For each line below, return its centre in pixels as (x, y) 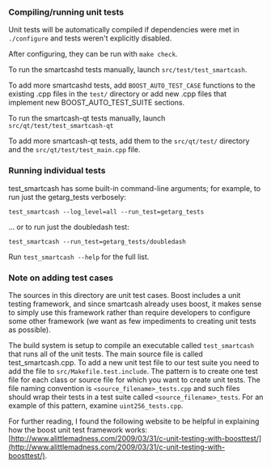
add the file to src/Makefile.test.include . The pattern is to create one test (133, 371)
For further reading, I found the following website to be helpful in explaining (134, 421)
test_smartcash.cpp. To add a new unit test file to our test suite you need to (134, 362)
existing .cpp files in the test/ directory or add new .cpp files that (118, 94)
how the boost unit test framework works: (78, 430)
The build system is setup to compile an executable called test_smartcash (131, 345)
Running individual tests (57, 171)
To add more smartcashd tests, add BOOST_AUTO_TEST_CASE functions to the (132, 85)
